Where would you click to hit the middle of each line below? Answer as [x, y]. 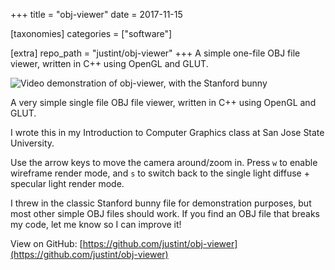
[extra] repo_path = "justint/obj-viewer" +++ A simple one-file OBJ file [155, 53]
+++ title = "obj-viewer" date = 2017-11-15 [96, 14]
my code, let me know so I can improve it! [96, 224]
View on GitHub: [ [46, 243]
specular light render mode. [67, 183]
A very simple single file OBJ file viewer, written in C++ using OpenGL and [163, 102]
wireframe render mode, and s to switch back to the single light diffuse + [160, 173]
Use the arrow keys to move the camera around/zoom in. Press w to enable [164, 162]
